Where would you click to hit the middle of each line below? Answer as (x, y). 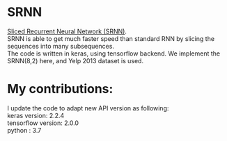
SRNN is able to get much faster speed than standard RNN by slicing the (111, 38)
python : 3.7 (24, 130)
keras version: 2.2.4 (36, 115)
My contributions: (60, 89)
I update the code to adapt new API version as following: (88, 108)
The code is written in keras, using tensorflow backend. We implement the (114, 53)
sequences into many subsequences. (61, 46)
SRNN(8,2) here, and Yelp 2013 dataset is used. (76, 60)
